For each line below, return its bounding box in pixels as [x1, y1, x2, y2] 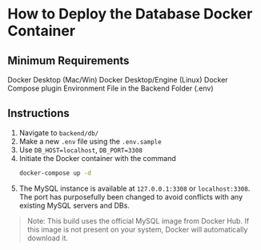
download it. [26, 233, 69, 243]
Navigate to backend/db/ [18, 127, 99, 137]
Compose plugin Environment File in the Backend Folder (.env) [7, 83, 214, 93]
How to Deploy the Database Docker [7, 5, 253, 23]
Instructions [7, 107, 70, 120]
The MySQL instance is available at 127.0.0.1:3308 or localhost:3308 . [18, 183, 251, 193]
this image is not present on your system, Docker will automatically [26, 224, 248, 234]
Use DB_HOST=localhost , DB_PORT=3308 [18, 145, 143, 155]
